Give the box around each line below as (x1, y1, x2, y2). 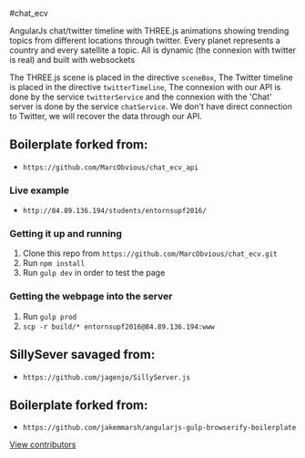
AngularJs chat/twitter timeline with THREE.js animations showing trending (9, 25, 290, 36)
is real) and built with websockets (9, 55, 136, 65)
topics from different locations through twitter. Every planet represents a (9, 36, 280, 46)
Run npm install (22, 258, 86, 269)
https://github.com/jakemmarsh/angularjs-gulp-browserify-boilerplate (22, 423, 297, 433)
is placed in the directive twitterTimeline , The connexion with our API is (9, 82, 281, 92)
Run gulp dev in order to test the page (22, 268, 166, 279)
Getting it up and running (9, 228, 123, 240)
